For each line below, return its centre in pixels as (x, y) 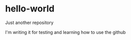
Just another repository (29, 22)
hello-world (30, 9)
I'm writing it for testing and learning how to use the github (65, 32)
